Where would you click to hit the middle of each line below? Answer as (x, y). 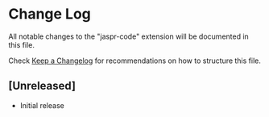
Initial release (42, 105)
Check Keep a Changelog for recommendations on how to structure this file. (135, 61)
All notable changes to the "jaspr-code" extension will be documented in (129, 36)
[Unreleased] (42, 86)
